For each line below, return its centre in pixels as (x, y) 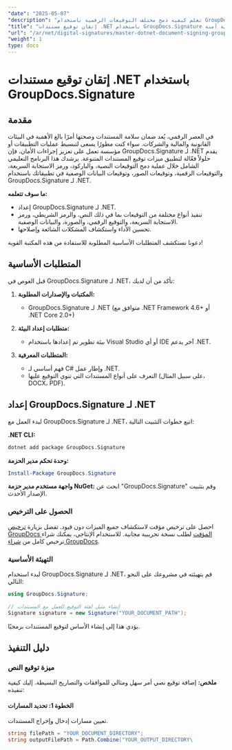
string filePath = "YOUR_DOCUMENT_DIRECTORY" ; (76, 733)
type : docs (23, 46)
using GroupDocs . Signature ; (48, 594)
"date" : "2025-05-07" (39, 13)
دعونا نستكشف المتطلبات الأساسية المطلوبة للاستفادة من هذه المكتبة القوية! (105, 243)
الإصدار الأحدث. (28, 493)
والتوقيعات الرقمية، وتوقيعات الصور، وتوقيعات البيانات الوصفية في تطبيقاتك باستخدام (115, 173)
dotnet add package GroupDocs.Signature (67, 447)
